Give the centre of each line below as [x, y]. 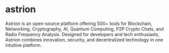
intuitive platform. [24, 45]
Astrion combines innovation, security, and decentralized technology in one [84, 40]
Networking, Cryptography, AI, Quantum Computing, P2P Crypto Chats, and [84, 29]
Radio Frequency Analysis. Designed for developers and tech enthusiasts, [82, 34]
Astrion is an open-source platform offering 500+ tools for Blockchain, [79, 23]
